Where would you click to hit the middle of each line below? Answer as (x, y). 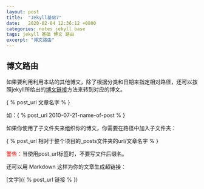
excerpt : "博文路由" (30, 40)
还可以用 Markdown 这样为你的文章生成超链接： (66, 167)
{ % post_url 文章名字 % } (38, 102)
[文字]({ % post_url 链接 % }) (42, 179)
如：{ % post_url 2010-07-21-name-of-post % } (66, 115)
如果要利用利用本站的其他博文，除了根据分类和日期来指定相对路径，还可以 (99, 82)
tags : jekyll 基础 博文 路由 (40, 35)
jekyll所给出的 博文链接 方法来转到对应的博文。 (68, 89)
